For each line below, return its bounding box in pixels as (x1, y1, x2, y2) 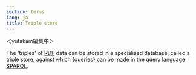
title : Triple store (6, 20, 59, 26)
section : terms (6, 8, 45, 15)
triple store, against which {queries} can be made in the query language (6, 56, 186, 64)
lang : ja (6, 15, 28, 21)
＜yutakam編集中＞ (6, 37, 54, 45)
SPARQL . (6, 62, 29, 70)
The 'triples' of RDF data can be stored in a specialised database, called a (6, 50, 191, 57)
